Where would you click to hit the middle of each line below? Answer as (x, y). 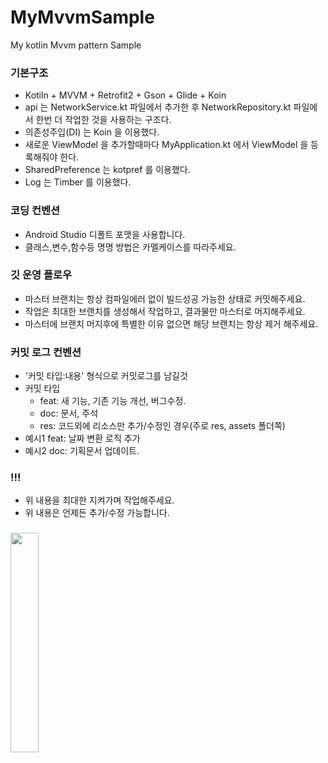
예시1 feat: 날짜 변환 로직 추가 (82, 438)
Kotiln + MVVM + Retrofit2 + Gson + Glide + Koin (125, 95)
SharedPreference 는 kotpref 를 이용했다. (107, 170)
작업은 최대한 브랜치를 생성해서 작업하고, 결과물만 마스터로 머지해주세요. (165, 311)
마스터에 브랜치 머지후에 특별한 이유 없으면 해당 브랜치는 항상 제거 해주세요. (171, 323)
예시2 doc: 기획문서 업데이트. (82, 451)
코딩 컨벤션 (35, 211)
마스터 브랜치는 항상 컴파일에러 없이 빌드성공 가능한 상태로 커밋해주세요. (165, 298)
